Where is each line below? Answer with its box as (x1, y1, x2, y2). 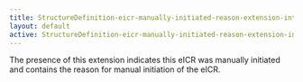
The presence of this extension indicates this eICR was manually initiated (9, 55, 281, 66)
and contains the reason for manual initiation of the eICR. (9, 64, 221, 75)
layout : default (9, 22, 70, 31)
